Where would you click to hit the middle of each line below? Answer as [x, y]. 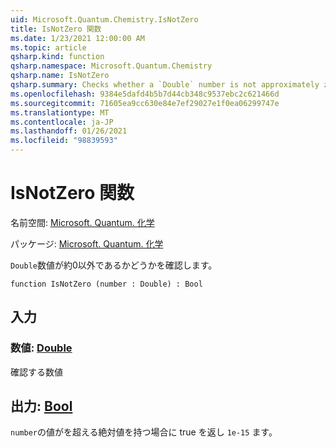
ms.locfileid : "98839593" [64, 141]
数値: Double [41, 348]
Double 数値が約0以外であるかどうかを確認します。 [114, 265]
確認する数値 [36, 372]
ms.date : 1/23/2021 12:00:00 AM [77, 38]
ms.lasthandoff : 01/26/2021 [69, 131]
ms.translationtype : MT [60, 112]
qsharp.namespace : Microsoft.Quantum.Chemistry [111, 66]
